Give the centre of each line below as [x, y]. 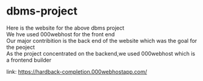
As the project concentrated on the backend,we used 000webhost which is [101, 53]
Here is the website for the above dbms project [66, 28]
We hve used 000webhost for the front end [61, 34]
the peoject [21, 47]
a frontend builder [29, 60]
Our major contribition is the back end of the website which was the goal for [102, 40]
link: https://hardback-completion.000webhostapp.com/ [77, 71]
